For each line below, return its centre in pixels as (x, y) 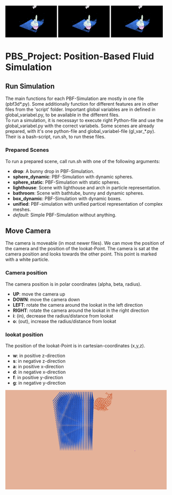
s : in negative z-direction (39, 361)
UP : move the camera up (39, 294)
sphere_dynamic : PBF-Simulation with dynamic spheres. (73, 176)
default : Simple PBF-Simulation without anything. (64, 215)
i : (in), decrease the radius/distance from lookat (63, 315)
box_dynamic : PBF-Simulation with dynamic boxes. (67, 199)
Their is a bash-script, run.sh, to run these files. (56, 137)
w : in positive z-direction (39, 355)
